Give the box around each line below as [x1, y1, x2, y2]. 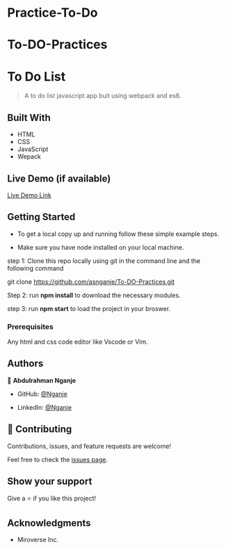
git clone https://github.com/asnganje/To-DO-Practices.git [7, 277, 175, 286]
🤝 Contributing [7, 423, 72, 436]
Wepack [17, 152, 42, 161]
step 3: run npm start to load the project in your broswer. [7, 304, 171, 312]
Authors [7, 358, 44, 369]
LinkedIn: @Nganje [17, 403, 72, 411]
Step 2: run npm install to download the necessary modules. [7, 291, 181, 299]
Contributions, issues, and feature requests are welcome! [7, 442, 172, 450]
